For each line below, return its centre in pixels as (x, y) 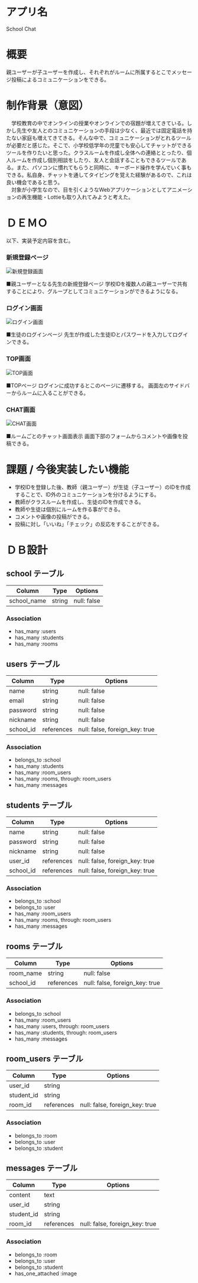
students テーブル (39, 805)
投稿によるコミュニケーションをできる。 (60, 79)
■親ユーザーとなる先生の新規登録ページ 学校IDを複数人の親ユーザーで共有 (97, 284)
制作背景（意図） (48, 106)
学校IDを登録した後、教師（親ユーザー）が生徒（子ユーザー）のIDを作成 (103, 487)
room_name (26, 973)
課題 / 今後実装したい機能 (68, 470)
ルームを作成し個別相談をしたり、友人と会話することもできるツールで (96, 160)
